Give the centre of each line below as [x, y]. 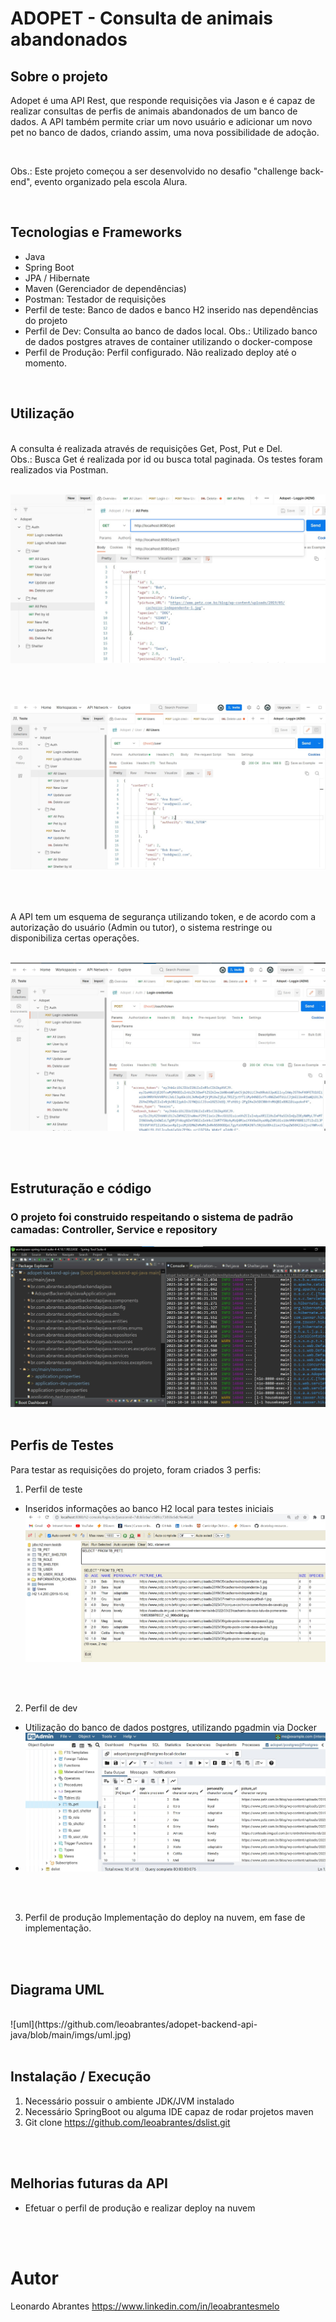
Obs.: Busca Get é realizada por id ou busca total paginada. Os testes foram [166, 459]
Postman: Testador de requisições [95, 299]
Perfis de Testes [62, 1445]
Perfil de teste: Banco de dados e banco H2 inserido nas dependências [171, 309]
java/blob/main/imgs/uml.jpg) [71, 2035]
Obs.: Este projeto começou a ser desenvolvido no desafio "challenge [154, 171]
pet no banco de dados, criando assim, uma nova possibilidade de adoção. [165, 132]
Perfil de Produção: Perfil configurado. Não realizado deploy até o [160, 352]
